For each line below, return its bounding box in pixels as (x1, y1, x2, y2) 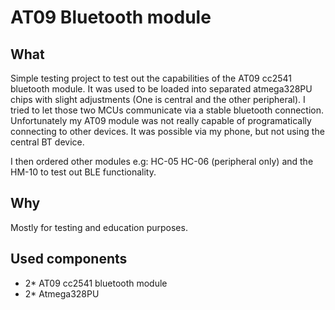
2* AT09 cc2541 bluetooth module (24, 277, 168, 289)
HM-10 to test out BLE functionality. (10, 166, 157, 178)
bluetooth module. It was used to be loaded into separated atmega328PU (10, 83, 313, 95)
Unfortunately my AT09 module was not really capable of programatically (10, 115, 312, 126)
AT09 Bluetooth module (10, 6, 212, 29)
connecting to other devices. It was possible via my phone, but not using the (10, 126, 325, 137)
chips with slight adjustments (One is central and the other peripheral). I (10, 94, 306, 105)
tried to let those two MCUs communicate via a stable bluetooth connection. (10, 104, 324, 116)
